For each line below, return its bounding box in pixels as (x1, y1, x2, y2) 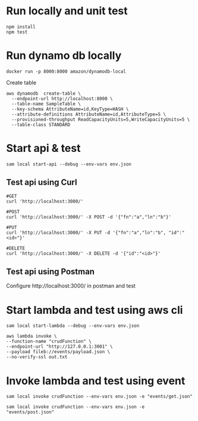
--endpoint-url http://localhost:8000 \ (11, 95, 113, 102)
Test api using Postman (6, 267, 95, 277)
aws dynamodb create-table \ (6, 91, 81, 96)
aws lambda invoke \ (6, 333, 58, 339)
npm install (6, 24, 36, 30)
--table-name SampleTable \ (11, 101, 81, 107)
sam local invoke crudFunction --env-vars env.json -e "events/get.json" (6, 394, 193, 400)
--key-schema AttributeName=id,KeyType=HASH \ (11, 106, 129, 112)
